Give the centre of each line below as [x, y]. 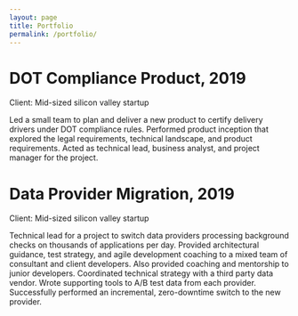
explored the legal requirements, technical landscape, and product [131, 139]
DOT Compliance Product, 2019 [128, 78]
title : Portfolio [41, 26]
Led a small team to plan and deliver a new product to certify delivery [137, 120]
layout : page [33, 17]
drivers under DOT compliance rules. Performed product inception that [139, 129]
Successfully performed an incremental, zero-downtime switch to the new [145, 292]
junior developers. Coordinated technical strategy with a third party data [141, 273]
